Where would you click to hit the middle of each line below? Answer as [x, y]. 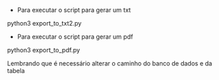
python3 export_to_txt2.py [44, 23]
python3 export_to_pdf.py [44, 50]
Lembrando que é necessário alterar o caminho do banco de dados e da [109, 63]
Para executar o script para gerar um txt [74, 10]
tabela [16, 71]
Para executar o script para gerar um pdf [75, 37]
